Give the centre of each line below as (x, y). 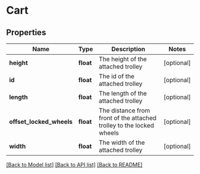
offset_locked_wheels (41, 122)
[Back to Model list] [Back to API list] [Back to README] (74, 165)
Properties (26, 32)
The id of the (117, 76)
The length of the (123, 93)
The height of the (123, 59)
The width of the (122, 142)
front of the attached (127, 118)
